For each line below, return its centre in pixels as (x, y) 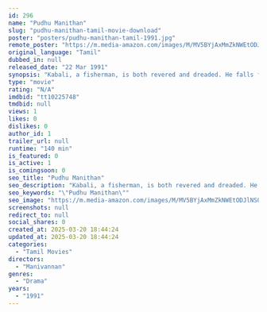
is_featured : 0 (33, 156)
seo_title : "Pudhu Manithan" (56, 178)
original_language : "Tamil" (55, 52)
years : (19, 289)
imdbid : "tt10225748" (44, 97)
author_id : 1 (30, 133)
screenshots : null (39, 207)
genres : (21, 274)
